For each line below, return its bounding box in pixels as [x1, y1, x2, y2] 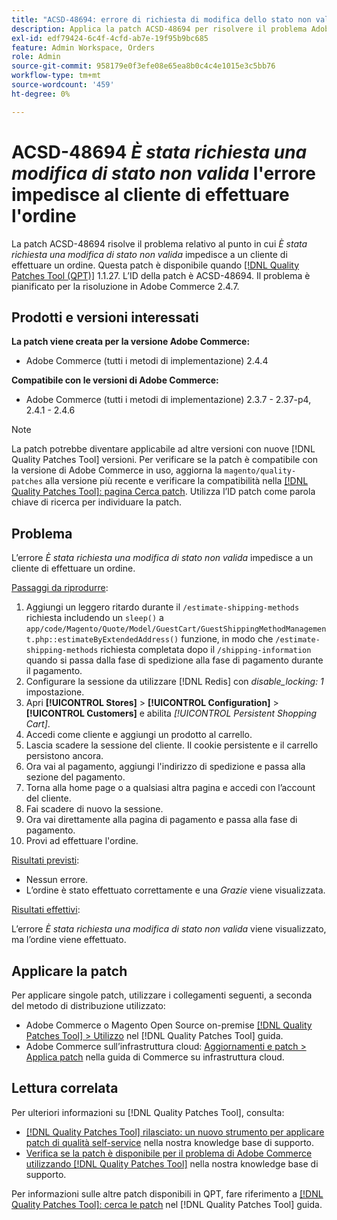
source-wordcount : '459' [11, 80, 115, 90]
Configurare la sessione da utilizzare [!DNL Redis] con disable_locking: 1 [25, 676, 324, 688]
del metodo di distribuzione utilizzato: [11, 1000, 166, 1011]
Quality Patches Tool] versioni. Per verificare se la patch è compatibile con [11, 454, 319, 466]
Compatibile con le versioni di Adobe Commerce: [11, 374, 219, 386]
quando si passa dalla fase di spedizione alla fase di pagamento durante [25, 654, 324, 666]
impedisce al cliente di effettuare [11, 183, 290, 206]
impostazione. [25, 686, 85, 698]
